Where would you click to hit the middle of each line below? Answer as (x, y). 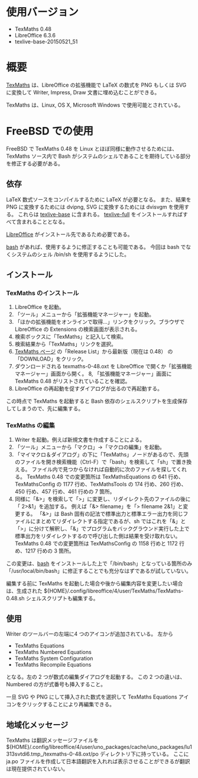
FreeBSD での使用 (50, 131)
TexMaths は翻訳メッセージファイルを (52, 740)
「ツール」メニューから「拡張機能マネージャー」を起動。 (85, 314)
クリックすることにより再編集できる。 (68, 704)
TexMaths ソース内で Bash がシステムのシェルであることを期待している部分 (98, 156)
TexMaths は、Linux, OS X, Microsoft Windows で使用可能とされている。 (95, 105)
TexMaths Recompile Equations (53, 665)
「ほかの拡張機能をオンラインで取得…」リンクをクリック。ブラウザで (100, 322)
